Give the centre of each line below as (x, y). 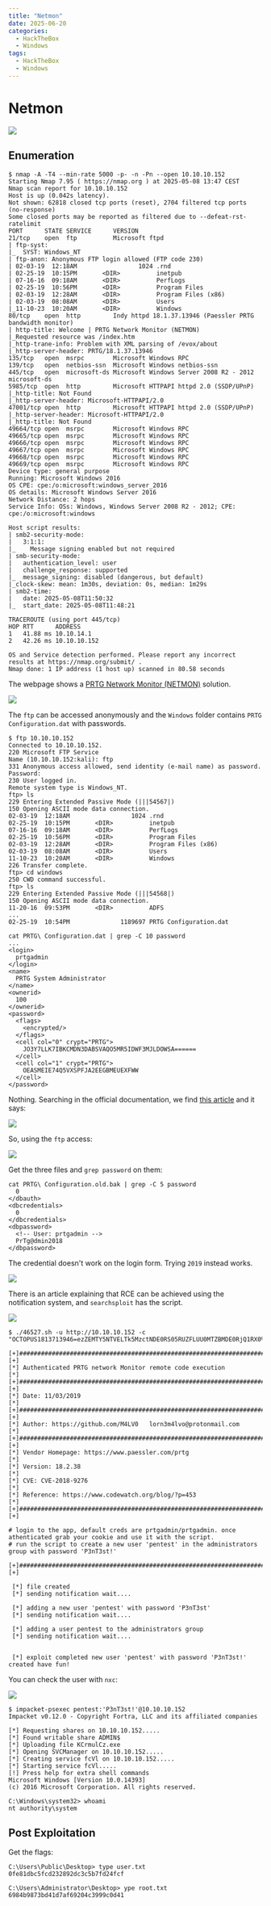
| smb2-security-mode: (46, 535)
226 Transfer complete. (48, 865)
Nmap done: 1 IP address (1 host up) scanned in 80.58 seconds (117, 669)
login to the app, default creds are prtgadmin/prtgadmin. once (126, 1530)
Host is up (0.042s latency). (59, 195)
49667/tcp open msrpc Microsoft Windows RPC (99, 450)
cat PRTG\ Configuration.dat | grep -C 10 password (97, 936)
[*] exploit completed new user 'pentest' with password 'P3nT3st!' (129, 1657)
